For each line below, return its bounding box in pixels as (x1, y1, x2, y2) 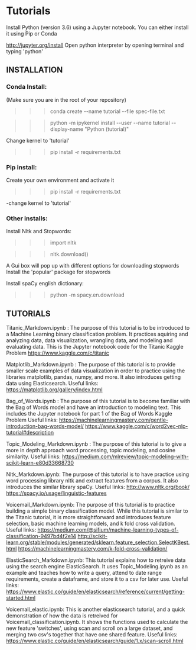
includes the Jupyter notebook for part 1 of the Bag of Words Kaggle (6, 410, 172, 417)
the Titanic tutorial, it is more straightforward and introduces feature (6, 514, 171, 521)
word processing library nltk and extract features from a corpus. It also (6, 477, 178, 484)
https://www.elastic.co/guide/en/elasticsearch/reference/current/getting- (6, 588, 185, 596)
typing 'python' (6, 47, 43, 54)
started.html (6, 594, 36, 601)
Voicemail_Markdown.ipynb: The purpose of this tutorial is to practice (6, 501, 175, 509)
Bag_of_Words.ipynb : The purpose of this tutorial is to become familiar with (6, 398, 191, 405)
